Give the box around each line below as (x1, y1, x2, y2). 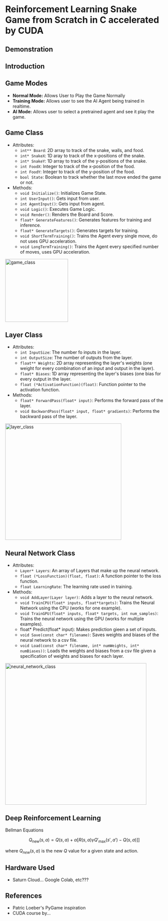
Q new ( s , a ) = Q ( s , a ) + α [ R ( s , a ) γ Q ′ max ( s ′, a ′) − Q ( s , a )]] (29, 837, 140, 844)
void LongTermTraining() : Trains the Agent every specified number (20, 243, 159, 250)
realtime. (12, 103, 31, 109)
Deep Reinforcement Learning (5, 814, 101, 822)
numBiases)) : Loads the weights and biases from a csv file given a (20, 648, 156, 654)
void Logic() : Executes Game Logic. (20, 206, 96, 212)
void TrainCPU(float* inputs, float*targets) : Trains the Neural (20, 600, 155, 606)
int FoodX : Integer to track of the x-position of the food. (20, 163, 135, 169)
